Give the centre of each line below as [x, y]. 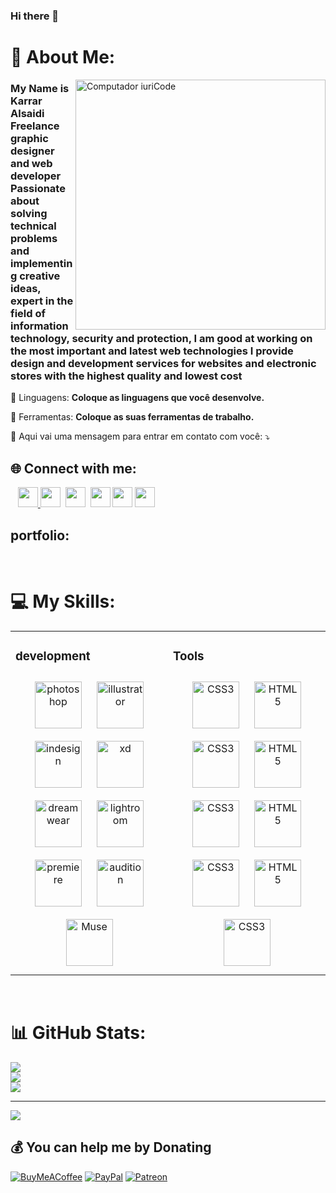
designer [32, 151]
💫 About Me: [63, 57]
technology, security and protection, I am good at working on [161, 339]
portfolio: [40, 535]
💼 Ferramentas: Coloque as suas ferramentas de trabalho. [132, 417]
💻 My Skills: [63, 601]
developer [36, 176]
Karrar [26, 101]
